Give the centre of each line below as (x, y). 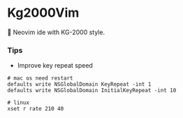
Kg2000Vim (43, 13)
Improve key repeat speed (55, 66)
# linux (19, 103)
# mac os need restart (40, 78)
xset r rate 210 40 (36, 109)
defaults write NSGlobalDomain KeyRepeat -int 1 (79, 84)
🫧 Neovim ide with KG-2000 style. (56, 32)
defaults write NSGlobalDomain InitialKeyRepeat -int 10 (92, 91)
